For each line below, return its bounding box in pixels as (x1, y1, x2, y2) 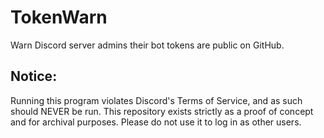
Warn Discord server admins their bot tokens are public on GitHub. (10, 39, 285, 51)
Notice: (10, 68, 58, 85)
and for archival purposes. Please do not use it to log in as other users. (10, 116, 302, 128)
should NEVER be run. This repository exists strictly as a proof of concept (10, 105, 314, 117)
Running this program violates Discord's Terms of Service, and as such (10, 94, 303, 106)
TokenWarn (10, 6, 108, 29)
